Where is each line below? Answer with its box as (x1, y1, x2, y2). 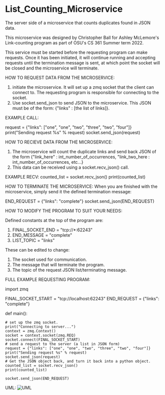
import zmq (5, 286, 29, 292)
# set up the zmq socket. (5, 320, 58, 325)
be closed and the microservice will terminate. (5, 65, 99, 71)
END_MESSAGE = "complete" (12, 232, 72, 238)
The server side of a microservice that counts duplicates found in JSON (5, 20, 151, 26)
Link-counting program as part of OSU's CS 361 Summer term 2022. (5, 39, 144, 45)
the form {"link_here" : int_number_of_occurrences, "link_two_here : (12, 154, 150, 160)
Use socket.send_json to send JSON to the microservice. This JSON (12, 100, 151, 106)
